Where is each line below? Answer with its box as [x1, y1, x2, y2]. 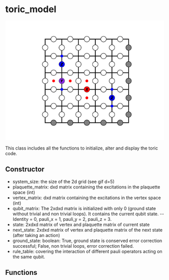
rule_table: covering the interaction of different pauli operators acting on [12, 248, 162, 254]
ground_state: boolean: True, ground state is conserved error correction [12, 238, 162, 244]
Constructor [5, 165, 44, 174]
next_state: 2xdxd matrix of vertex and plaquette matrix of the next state [12, 226, 163, 233]
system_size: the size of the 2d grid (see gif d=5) [12, 178, 115, 184]
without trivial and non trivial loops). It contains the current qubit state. [12, 211, 159, 217]
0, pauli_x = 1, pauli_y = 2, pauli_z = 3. [33, 216, 112, 222]
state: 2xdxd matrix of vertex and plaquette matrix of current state [12, 221, 150, 227]
